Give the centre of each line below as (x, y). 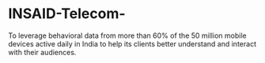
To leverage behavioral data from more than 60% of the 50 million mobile (127, 35)
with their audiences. (42, 52)
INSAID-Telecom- (67, 14)
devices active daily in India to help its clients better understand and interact (132, 43)
